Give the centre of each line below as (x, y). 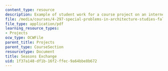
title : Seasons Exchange (31, 56)
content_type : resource (30, 10)
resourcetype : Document (30, 51)
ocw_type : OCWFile (24, 38)
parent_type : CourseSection (34, 47)
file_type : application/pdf (34, 24)
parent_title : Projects (30, 42)
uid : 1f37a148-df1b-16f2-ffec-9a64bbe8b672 (51, 61)
